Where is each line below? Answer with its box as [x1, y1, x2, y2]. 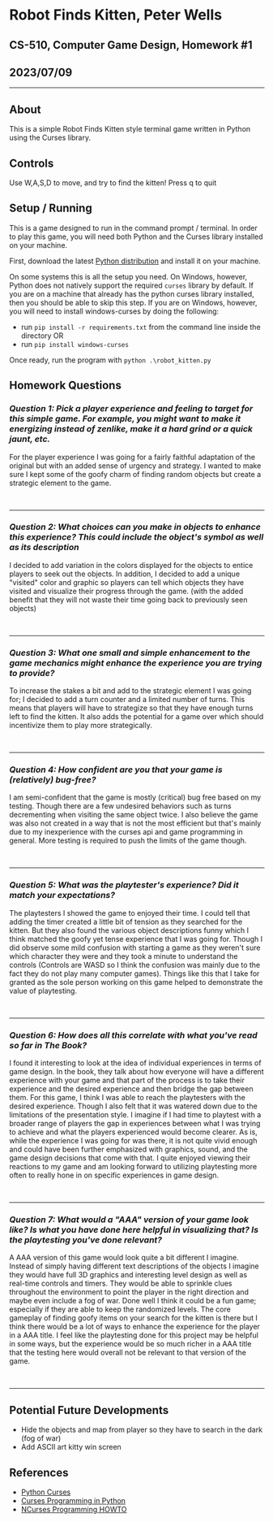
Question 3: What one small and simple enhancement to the [9, 647, 250, 658]
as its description [9, 542, 79, 553]
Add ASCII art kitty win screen [20, 1442, 122, 1452]
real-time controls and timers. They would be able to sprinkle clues [9, 1278, 233, 1289]
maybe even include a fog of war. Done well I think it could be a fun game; [9, 1296, 257, 1306]
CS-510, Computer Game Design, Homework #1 [9, 38, 254, 52]
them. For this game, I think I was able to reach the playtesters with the [9, 1093, 245, 1102]
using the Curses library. [9, 132, 92, 143]
